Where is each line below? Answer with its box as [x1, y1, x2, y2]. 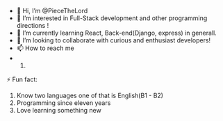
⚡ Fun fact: [6, 75, 38, 83]
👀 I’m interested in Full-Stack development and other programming [16, 14, 208, 22]
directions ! [16, 22, 49, 29]
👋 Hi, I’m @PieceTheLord [16, 7, 88, 15]
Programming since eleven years [16, 99, 111, 107]
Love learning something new [16, 106, 101, 114]
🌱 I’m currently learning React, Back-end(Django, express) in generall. [16, 29, 217, 37]
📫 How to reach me [16, 44, 74, 52]
